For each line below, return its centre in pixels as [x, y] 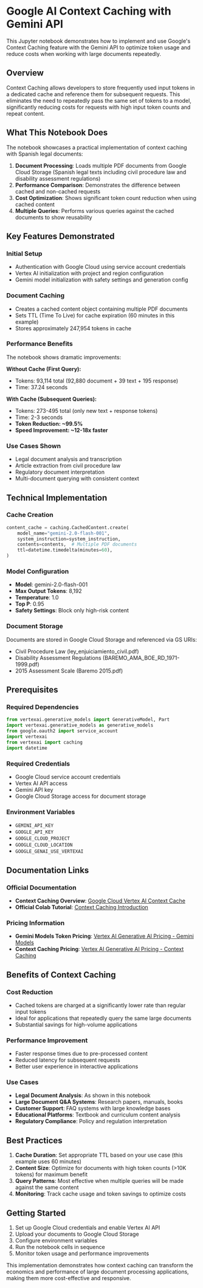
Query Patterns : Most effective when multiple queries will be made [99, 1181]
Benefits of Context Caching [61, 975]
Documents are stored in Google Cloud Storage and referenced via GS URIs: [102, 639]
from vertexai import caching [45, 742]
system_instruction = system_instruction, [69, 539]
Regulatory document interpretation [60, 472]
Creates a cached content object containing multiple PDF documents [101, 309]
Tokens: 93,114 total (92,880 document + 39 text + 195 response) [97, 381]
